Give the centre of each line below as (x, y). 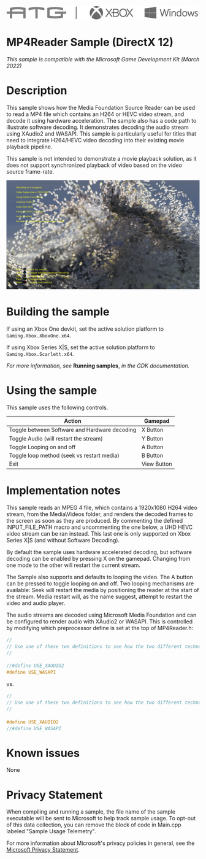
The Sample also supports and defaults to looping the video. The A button (100, 577)
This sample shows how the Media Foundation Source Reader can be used (101, 107)
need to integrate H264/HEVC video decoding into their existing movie (95, 140)
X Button (152, 430)
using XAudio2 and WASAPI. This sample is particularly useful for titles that (101, 133)
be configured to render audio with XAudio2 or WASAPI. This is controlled (100, 621)
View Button (157, 464)
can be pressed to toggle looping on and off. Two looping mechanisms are (100, 584)
